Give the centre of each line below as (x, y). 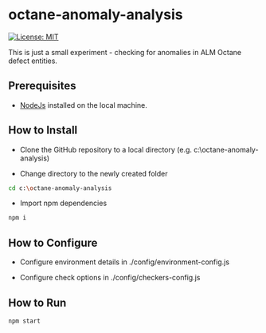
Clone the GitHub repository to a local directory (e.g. (106, 149)
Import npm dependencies (63, 203)
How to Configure (53, 242)
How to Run (37, 302)
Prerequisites (42, 86)
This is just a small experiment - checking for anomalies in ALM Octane (125, 52)
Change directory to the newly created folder (94, 173)
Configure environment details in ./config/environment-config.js (124, 262)
